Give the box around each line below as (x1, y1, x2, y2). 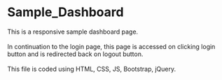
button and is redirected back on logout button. (7, 50, 144, 58)
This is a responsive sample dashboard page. (7, 27, 139, 36)
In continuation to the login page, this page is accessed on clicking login (7, 42, 216, 51)
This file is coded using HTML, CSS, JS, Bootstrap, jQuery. (7, 65, 176, 73)
